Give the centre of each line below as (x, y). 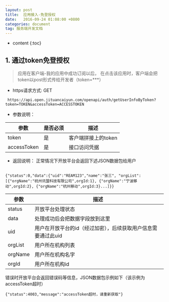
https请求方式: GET (32, 90)
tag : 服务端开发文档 (24, 29)
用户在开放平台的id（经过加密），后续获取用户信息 (93, 228)
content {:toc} (27, 43)
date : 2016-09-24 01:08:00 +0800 (43, 19)
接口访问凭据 (84, 147)
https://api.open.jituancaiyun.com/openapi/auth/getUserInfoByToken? (82, 100)
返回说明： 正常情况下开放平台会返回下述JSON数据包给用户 (74, 161)
